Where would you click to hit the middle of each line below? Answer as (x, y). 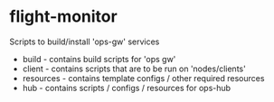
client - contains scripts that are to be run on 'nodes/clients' (134, 69)
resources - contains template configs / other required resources (143, 78)
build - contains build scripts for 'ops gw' (99, 59)
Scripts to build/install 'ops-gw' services (85, 42)
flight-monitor (63, 17)
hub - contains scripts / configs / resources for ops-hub (127, 88)
